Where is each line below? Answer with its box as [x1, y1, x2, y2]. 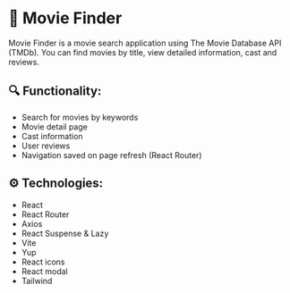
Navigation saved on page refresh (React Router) [21, 149, 202, 160]
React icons [21, 256, 65, 267]
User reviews [21, 140, 71, 151]
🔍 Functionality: [8, 84, 102, 99]
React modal [21, 265, 68, 276]
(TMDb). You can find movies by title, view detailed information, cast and [8, 46, 277, 57]
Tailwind [21, 275, 53, 286]
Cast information [21, 130, 83, 141]
